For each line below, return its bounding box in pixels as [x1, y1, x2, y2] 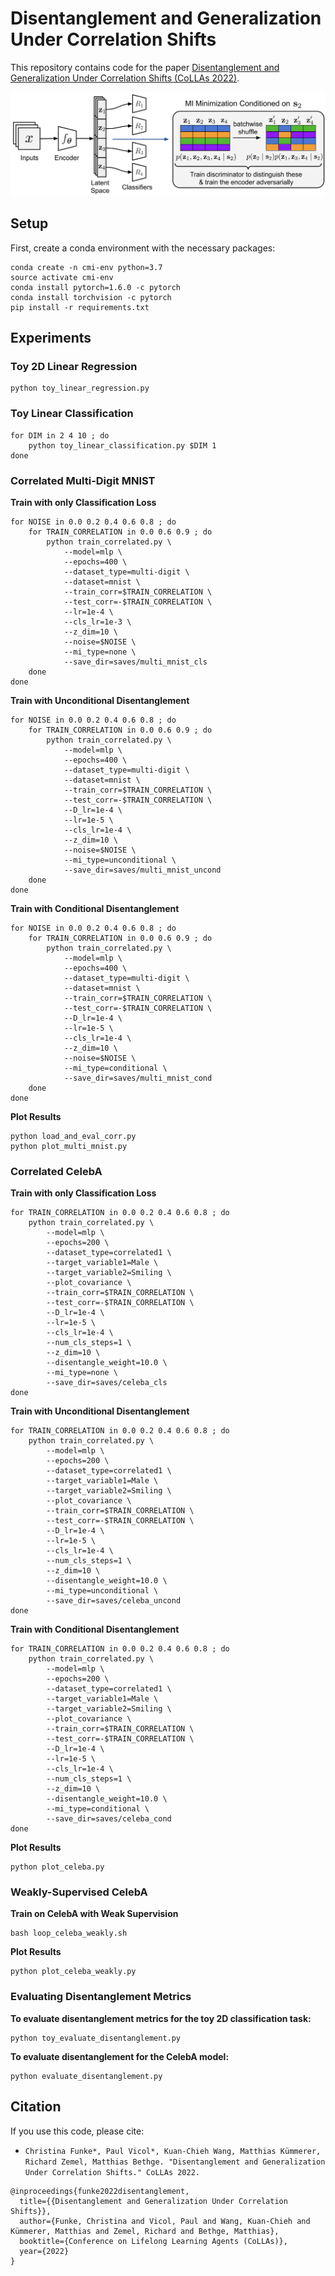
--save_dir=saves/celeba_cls [46, 1378, 168, 1388]
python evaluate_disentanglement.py [10, 2071, 163, 2081]
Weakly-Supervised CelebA [10, 1885, 148, 1899]
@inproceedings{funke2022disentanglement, [10, 2186, 190, 2196]
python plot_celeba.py [10, 1862, 105, 1872]
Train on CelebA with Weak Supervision [10, 1908, 179, 1920]
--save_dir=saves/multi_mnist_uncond [63, 865, 222, 875]
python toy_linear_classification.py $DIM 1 [28, 440, 217, 451]
